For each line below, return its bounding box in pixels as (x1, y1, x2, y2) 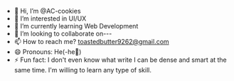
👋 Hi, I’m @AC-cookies (14, 7, 81, 15)
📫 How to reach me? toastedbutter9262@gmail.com (14, 38, 169, 45)
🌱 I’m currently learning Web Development (14, 22, 139, 30)
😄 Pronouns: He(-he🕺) (14, 48, 82, 56)
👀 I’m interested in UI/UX (14, 14, 87, 23)
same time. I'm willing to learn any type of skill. (14, 66, 151, 74)
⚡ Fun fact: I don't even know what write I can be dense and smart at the (14, 55, 228, 64)
